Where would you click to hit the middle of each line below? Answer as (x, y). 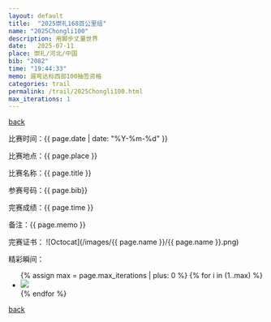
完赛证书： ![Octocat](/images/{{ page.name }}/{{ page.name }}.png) (124, 242)
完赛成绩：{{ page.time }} (51, 208)
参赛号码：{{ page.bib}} (48, 191)
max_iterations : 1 (39, 99)
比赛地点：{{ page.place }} (53, 156)
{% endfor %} (43, 294)
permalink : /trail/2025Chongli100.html (76, 91)
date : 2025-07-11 (41, 46)
